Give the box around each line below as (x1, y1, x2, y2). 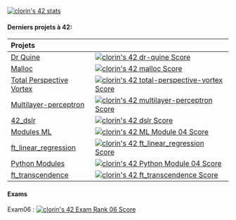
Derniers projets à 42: (7, 22, 72, 31)
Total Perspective (11, 75, 69, 85)
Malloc (11, 64, 33, 74)
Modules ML (11, 127, 52, 137)
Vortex (11, 84, 33, 94)
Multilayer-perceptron (11, 100, 85, 110)
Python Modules (11, 159, 65, 169)
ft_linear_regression (11, 143, 76, 153)
